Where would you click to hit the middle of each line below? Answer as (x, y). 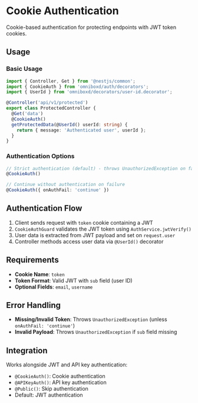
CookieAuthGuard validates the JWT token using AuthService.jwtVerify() (103, 229)
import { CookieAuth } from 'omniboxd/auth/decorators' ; (77, 87)
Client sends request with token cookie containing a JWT (84, 222)
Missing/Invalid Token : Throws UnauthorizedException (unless (91, 319)
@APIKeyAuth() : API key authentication (61, 382)
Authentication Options (40, 156)
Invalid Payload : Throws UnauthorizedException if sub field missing (96, 332)
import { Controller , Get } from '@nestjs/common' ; (71, 81)
